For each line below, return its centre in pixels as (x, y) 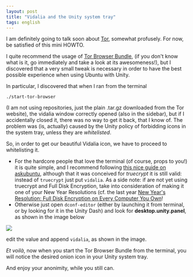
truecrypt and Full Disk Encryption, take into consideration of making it (99, 186)
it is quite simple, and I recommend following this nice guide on (90, 167)
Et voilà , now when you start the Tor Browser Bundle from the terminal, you (96, 251)
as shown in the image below (49, 217)
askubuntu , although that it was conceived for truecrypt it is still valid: (98, 174)
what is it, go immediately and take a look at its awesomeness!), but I (89, 62)
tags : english (23, 22)
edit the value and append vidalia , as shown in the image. (76, 239)
